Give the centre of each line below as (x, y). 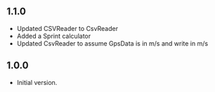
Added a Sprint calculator (54, 36)
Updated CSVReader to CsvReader (67, 28)
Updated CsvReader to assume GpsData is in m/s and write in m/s (112, 43)
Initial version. (37, 82)
